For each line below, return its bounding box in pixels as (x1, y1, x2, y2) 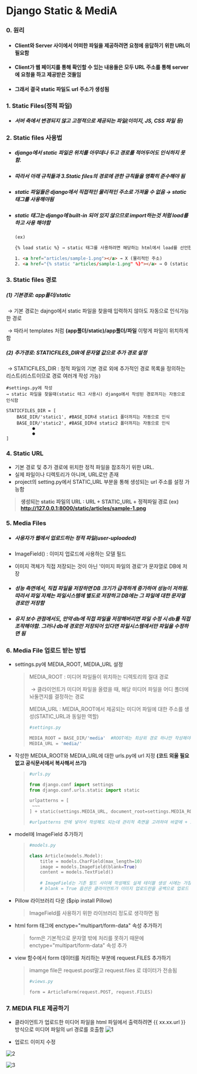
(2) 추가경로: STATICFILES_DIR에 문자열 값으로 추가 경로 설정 (6, 349, 148, 356)
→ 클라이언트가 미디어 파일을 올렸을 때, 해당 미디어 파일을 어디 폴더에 (30, 686, 189, 693)
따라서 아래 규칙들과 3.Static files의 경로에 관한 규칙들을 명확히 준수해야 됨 (14, 172, 185, 180)
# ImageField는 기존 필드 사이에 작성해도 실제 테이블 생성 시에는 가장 (40, 880, 192, 886)
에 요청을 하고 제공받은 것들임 (14, 71, 81, 78)
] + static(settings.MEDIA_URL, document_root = (29, 809, 148, 814)
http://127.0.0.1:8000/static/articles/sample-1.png (20, 504, 147, 511)
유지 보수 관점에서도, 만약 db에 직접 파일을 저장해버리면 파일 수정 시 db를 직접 (14, 615, 191, 622)
